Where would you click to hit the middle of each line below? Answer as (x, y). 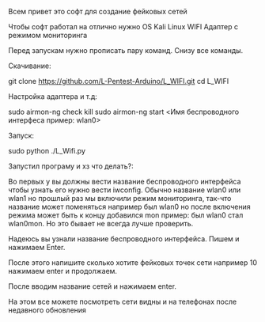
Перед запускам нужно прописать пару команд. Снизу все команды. (126, 50)
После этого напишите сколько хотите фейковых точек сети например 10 (133, 263)
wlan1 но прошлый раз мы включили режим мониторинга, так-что (120, 198)
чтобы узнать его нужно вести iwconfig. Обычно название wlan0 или (125, 190)
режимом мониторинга (48, 35)
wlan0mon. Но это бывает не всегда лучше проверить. (101, 224)
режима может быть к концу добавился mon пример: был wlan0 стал (126, 215)
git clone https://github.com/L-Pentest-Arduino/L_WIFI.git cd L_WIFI (119, 81)
